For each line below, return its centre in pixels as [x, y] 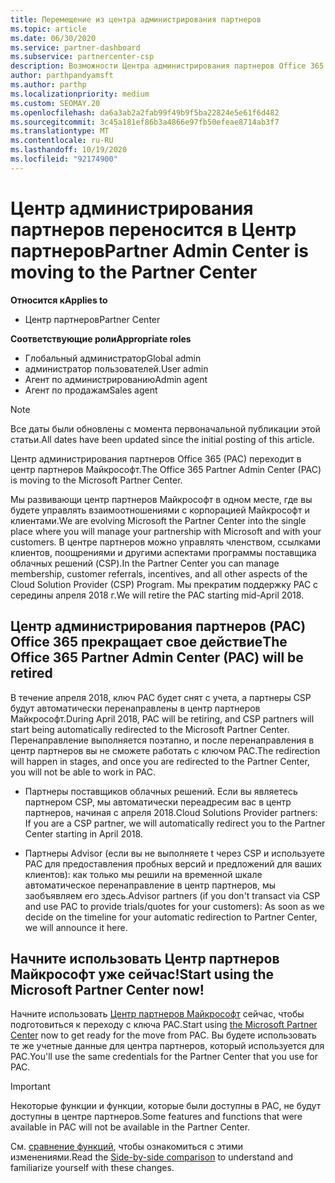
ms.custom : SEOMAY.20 [55, 103]
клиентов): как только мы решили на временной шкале [143, 874]
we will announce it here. [76, 927]
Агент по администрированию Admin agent [116, 379]
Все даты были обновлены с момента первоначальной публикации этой [165, 428]
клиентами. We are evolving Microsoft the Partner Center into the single [158, 520]
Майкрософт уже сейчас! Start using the [142, 974]
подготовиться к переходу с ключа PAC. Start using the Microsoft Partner [164, 1025]
